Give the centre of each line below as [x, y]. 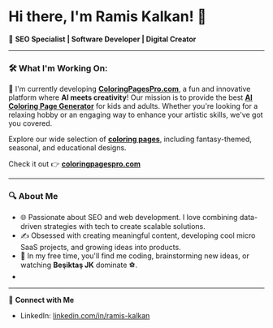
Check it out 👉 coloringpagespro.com [74, 164]
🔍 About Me [33, 196]
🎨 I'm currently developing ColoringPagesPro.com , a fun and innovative [130, 89]
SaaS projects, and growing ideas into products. [100, 247]
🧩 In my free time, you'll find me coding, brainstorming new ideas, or [134, 256]
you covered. [30, 123]
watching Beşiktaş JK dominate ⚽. [79, 265]
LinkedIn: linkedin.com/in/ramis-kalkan [85, 315]
